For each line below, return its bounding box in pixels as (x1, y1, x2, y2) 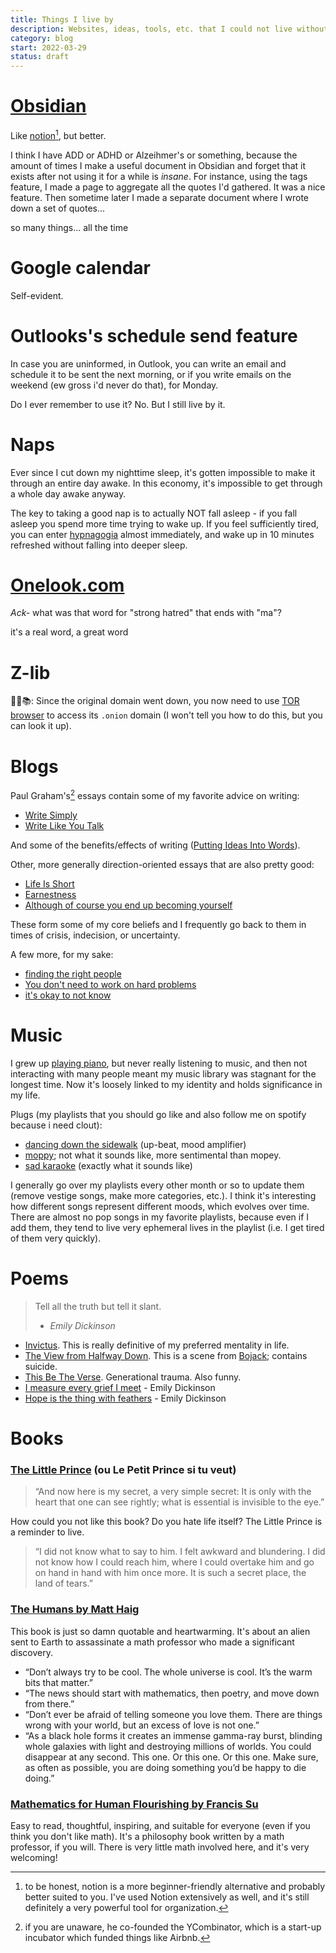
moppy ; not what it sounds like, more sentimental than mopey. (24, 1149, 282, 1161)
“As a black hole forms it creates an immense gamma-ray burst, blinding (24, 1729, 323, 1741)
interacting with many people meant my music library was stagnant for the (10, 1067, 317, 1080)
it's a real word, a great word (10, 626, 129, 638)
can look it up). (10, 720, 72, 732)
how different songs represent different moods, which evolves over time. (10, 1200, 310, 1212)
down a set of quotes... (10, 202, 106, 214)
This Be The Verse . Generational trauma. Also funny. (24, 1371, 242, 1383)
